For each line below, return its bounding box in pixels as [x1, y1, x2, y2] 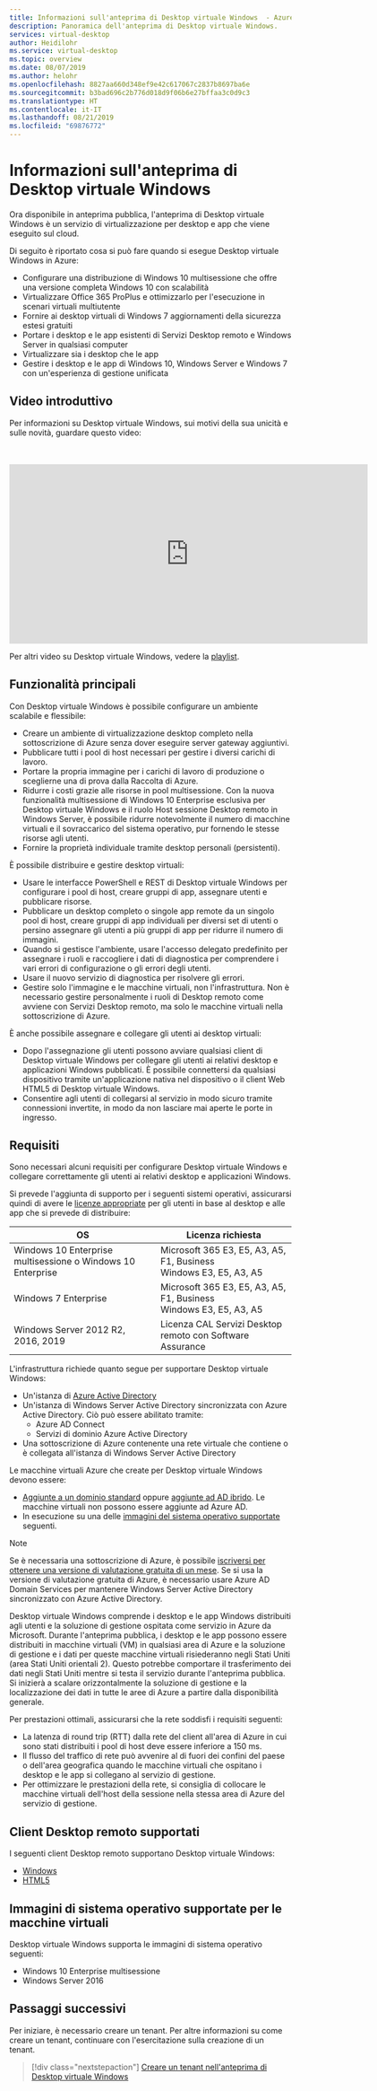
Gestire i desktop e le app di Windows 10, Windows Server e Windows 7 [21, 358, 288, 369]
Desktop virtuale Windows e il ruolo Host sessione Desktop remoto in [21, 804, 278, 815]
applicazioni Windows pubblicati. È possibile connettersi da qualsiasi [21, 1064, 276, 1075]
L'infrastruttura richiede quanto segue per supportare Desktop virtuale [9, 1363, 269, 1374]
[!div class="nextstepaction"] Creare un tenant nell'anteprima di [30, 2061, 267, 2072]
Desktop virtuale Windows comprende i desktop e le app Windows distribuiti [9, 1611, 291, 1622]
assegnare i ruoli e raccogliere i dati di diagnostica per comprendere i [21, 953, 279, 964]
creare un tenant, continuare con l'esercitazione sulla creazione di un [9, 2034, 264, 2045]
